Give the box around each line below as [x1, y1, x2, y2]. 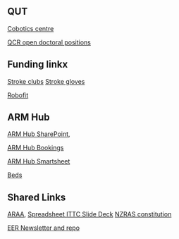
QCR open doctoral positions [7, 38, 92, 47]
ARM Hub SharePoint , [7, 130, 70, 138]
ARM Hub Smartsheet [7, 157, 70, 166]
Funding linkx [7, 59, 68, 71]
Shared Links [7, 191, 66, 203]
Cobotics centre [7, 24, 54, 32]
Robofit [7, 91, 29, 99]
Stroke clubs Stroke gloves [7, 77, 85, 85]
